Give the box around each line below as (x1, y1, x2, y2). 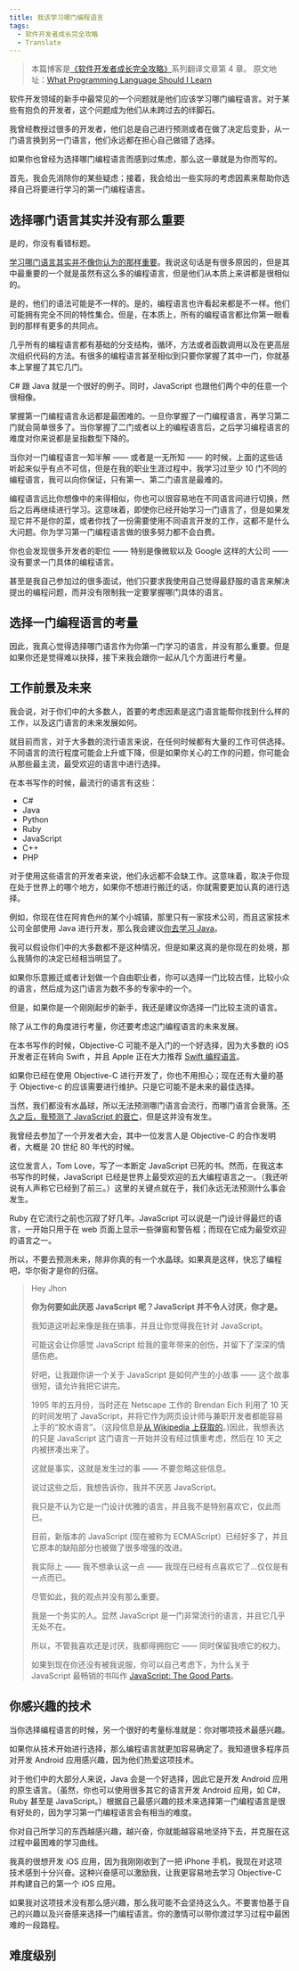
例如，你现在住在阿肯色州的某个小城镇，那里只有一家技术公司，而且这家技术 (9, 911, 290, 922)
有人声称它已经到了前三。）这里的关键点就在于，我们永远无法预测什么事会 (16, 1183, 287, 1193)
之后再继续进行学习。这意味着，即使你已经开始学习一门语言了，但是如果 (16, 505, 282, 515)
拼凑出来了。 (46, 1444, 94, 1455)
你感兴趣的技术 (9, 1699, 92, 1714)
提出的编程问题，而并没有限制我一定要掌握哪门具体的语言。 (9, 587, 228, 598)
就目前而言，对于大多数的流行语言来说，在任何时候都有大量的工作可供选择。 (9, 736, 290, 746)
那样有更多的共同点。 (24, 320, 103, 331)
